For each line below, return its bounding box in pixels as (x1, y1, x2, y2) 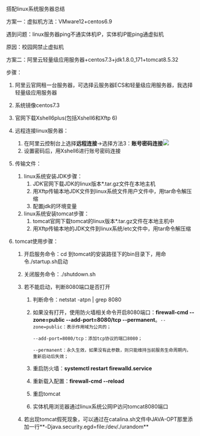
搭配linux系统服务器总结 (6, 5, 65, 12)
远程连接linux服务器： (14, 127, 69, 134)
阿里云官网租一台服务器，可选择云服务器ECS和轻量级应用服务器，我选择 (14, 81, 193, 89)
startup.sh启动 (32, 258, 69, 265)
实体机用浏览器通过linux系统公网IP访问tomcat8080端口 (32, 403, 168, 410)
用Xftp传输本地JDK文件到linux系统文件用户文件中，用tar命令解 (32, 188, 187, 194)
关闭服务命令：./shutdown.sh (23, 271, 96, 278)
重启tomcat (32, 391, 61, 397)
